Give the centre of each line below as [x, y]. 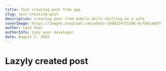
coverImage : [17, 23]
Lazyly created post [47, 61]
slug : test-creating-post [32, 14]
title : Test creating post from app [43, 10]
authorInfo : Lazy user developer [40, 32]
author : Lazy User [24, 28]
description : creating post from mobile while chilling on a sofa [75, 19]
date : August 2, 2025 [27, 37]
